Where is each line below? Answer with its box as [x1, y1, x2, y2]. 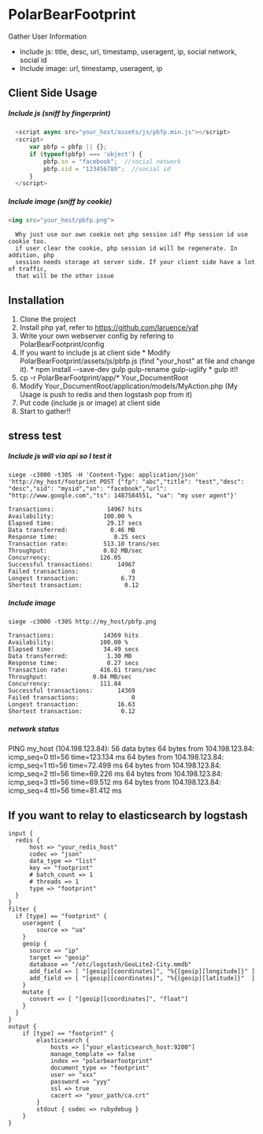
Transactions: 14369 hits [8, 632, 139, 640]
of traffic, [8, 266, 47, 273]
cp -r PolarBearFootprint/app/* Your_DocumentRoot [19, 373, 189, 382]
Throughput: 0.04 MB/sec [8, 673, 132, 681]
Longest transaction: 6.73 [8, 574, 135, 582]
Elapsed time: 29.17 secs [8, 519, 143, 527]
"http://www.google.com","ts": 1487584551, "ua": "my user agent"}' [8, 492, 238, 500]
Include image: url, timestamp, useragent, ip [19, 63, 163, 73]
